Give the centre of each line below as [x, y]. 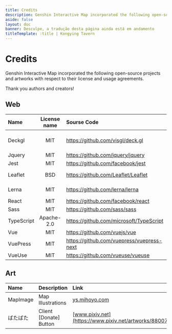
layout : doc [18, 24]
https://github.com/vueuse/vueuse [108, 255]
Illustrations [52, 303]
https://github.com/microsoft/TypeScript [115, 221]
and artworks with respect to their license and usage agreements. [75, 78]
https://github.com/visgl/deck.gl [105, 140]
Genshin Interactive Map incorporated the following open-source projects [83, 73]
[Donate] [49, 317]
